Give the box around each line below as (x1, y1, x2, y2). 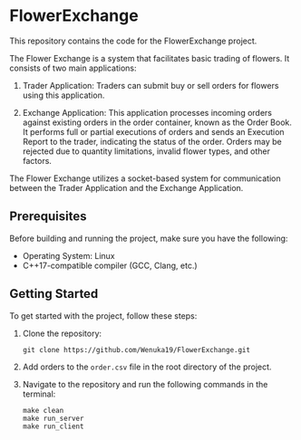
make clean (22, 406, 64, 415)
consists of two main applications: (9, 62, 138, 73)
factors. (22, 155, 53, 166)
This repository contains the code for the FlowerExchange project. (9, 35, 257, 46)
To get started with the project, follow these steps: (9, 310, 198, 321)
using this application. (22, 90, 105, 100)
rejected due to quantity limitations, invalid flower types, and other (22, 146, 270, 157)
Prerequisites (9, 209, 87, 225)
